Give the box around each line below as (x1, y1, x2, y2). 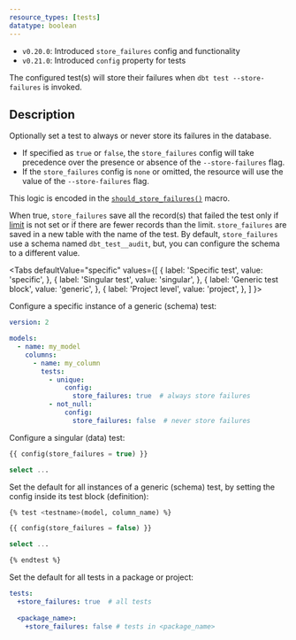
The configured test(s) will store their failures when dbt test (9, 72, 230, 82)
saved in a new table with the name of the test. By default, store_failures (9, 229, 278, 240)
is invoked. (42, 81, 82, 92)
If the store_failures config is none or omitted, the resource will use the (21, 166, 284, 177)
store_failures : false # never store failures (72, 416, 251, 425)
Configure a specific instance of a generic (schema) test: (9, 301, 217, 312)
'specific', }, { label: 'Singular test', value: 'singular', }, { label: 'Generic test (9, 274, 278, 285)
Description (9, 107, 75, 122)
